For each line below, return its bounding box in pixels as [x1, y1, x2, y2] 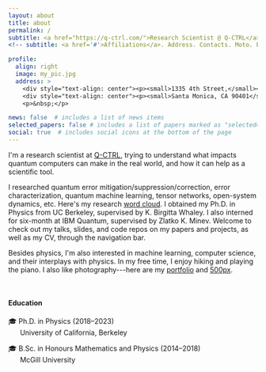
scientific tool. [8, 167, 55, 177]
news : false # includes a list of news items [8, 114, 165, 122]
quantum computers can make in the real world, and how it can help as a [8, 158, 245, 168]
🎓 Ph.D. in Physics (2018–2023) [8, 317, 115, 326]
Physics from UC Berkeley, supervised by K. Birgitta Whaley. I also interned [8, 207, 253, 217]
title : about [8, 19, 51, 27]
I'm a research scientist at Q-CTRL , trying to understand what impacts [8, 150, 237, 159]
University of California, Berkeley [19, 328, 128, 337]
